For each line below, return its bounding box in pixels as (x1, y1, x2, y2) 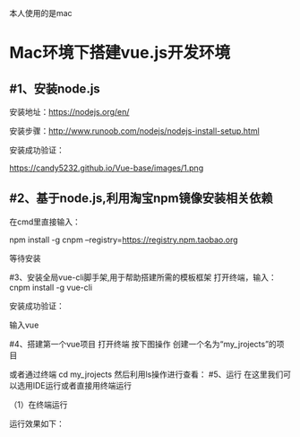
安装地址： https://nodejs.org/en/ (9, 107, 130, 117)
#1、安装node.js (9, 81, 100, 96)
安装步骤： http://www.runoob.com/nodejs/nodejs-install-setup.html (9, 126, 260, 136)
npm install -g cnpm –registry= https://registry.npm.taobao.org (9, 234, 239, 245)
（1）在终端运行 (9, 398, 68, 410)
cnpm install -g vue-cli (9, 282, 92, 293)
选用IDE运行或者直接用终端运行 (16, 380, 133, 390)
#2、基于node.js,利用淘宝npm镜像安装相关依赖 (9, 191, 273, 206)
